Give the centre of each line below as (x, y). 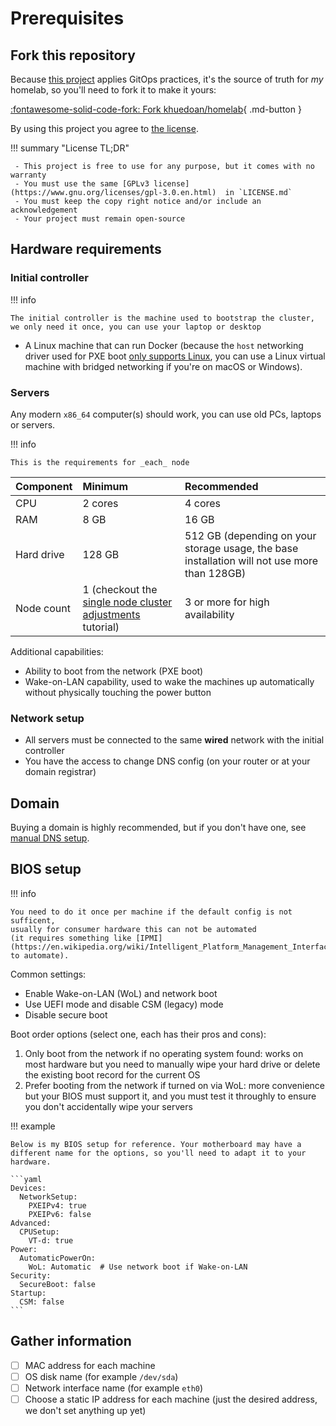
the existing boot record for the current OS (112, 1074)
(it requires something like (71, 938)
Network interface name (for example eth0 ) (114, 1388)
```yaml (26, 1179)
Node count (43, 608)
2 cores (100, 503)
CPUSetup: (39, 1232)
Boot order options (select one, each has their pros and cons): (138, 1034)
